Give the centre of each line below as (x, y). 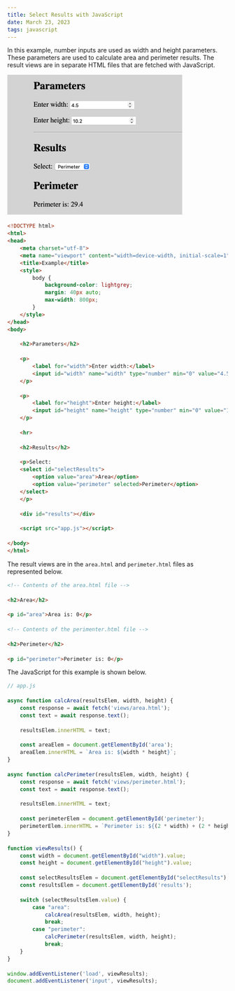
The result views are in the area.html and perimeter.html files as (100, 564)
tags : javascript (33, 29)
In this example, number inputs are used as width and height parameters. (113, 50)
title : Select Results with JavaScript (65, 15)
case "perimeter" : (59, 929)
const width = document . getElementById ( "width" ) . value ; (103, 856)
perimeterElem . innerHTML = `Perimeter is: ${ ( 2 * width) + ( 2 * (115, 826)
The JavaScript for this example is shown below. (77, 672)
